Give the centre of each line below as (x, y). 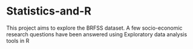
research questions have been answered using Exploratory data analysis (97, 34)
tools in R (18, 41)
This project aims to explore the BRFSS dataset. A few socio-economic (94, 28)
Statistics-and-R (49, 11)
